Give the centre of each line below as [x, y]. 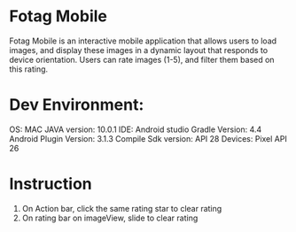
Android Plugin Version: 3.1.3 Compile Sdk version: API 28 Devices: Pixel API [148, 138]
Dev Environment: [77, 105]
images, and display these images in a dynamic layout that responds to [139, 50]
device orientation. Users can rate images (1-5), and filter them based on [142, 59]
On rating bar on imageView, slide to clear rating [110, 218]
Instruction [51, 184]
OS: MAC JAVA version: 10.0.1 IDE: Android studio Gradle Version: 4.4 [136, 129]
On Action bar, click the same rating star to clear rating [122, 208]
